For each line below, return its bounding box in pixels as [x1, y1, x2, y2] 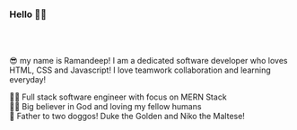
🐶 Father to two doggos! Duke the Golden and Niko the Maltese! [9, 111, 245, 122]
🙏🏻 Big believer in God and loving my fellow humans [9, 101, 202, 112]
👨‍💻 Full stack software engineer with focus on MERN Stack [9, 91, 227, 102]
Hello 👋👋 [9, 8, 48, 21]
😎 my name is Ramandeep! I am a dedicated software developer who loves [9, 56, 289, 66]
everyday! [9, 74, 47, 85]
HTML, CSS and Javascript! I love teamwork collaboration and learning [9, 65, 271, 75]
